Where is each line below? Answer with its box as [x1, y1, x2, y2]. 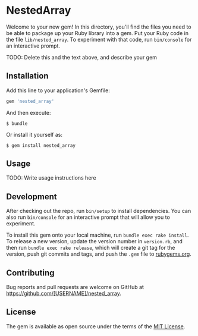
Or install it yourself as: [6, 131, 62, 138]
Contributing [6, 268, 55, 278]
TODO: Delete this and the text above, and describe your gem [6, 54, 158, 61]
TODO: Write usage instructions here [6, 174, 96, 181]
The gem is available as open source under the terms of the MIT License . [6, 322, 186, 330]
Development [6, 191, 58, 202]
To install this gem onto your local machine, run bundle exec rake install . [6, 231, 189, 238]
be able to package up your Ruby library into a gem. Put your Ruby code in [6, 29, 189, 36]
